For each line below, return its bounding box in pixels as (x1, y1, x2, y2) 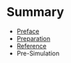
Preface (16, 27, 40, 35)
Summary (6, 4, 64, 20)
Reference (16, 42, 47, 50)
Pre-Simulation (16, 49, 60, 57)
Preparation (16, 34, 51, 42)
